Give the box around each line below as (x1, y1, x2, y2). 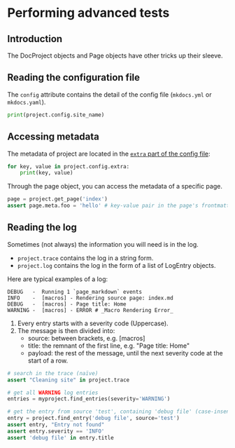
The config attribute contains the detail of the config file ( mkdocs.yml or (7, 90, 212, 99)
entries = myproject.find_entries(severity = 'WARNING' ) (7, 395, 171, 402)
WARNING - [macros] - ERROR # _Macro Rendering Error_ (7, 306, 173, 313)
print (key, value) (20, 170, 73, 177)
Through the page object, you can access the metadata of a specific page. (7, 182, 222, 191)
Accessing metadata (7, 131, 100, 143)
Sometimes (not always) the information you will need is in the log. (7, 240, 199, 248)
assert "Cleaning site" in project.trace (7, 376, 130, 383)
